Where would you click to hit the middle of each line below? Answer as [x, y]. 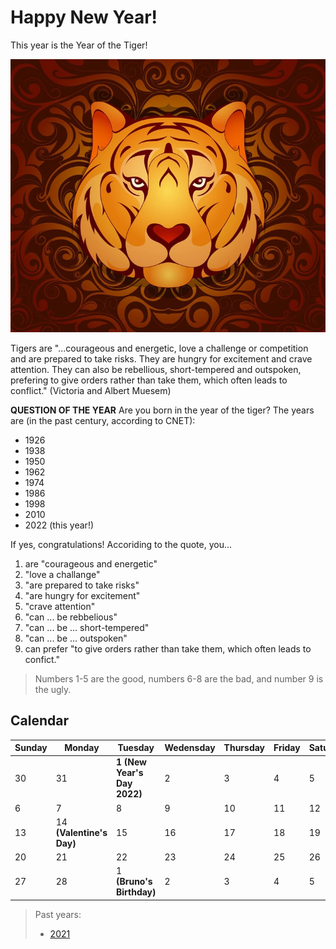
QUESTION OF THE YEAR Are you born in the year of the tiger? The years [162, 410]
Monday [82, 748]
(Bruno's [134, 882]
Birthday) [136, 892]
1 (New [131, 762]
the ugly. [53, 689]
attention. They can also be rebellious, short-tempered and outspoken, [156, 369]
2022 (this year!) [59, 525]
